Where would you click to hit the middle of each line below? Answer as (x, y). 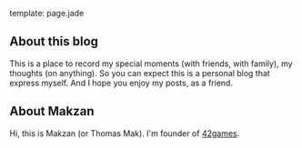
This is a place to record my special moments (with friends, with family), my (151, 64)
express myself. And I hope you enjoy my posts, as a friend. (121, 83)
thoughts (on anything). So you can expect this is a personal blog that (140, 73)
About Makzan (52, 111)
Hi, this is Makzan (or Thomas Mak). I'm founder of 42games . (125, 133)
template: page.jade (47, 13)
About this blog (54, 41)
